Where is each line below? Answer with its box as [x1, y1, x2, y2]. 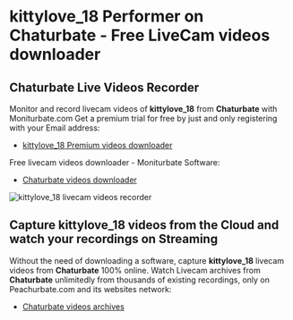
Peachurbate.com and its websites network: [9, 283, 172, 294]
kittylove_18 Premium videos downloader [22, 140, 173, 150]
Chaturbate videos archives [22, 301, 125, 312]
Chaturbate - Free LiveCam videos [9, 25, 271, 46]
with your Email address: [9, 122, 100, 133]
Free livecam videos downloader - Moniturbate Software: [9, 157, 220, 167]
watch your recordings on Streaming [9, 232, 218, 247]
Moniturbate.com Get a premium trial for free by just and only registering [9, 114, 278, 123]
